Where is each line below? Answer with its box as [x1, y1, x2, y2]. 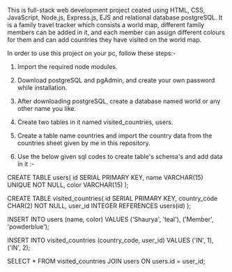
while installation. [17, 84, 68, 91]
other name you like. [17, 105, 77, 112]
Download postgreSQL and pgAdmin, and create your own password [17, 76, 215, 84]
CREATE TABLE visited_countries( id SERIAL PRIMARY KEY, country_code [7, 195, 218, 202]
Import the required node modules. [17, 63, 118, 70]
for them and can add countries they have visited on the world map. [7, 36, 202, 44]
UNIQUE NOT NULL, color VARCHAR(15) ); [7, 181, 129, 189]
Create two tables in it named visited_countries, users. [17, 118, 173, 126]
